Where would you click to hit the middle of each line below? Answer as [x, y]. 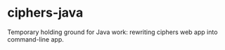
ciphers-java [45, 13]
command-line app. [36, 39]
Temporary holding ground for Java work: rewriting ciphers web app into [112, 32]
